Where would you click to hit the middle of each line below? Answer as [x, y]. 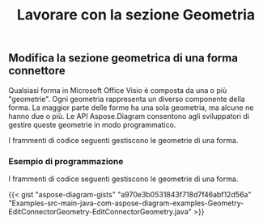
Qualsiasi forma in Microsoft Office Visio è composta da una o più [118, 90]
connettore [37, 71]
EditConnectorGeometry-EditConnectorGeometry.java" [100, 211]
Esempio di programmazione [66, 161]
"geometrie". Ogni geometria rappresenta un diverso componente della [127, 99]
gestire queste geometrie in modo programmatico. [92, 125]
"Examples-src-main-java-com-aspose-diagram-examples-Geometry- [126, 203]
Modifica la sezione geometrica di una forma [123, 58]
